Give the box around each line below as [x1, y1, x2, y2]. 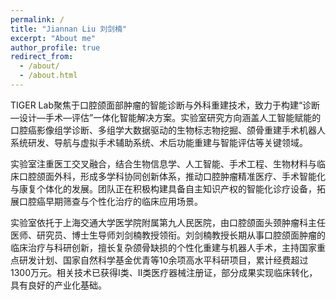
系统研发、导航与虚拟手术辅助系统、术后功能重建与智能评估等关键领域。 [10, 136, 308, 148]
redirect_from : [10, 52, 74, 62]
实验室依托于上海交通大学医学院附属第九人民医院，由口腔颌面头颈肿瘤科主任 [10, 216, 326, 228]
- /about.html [19, 71, 78, 81]
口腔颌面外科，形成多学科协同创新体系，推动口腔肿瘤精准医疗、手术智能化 [18, 170, 326, 182]
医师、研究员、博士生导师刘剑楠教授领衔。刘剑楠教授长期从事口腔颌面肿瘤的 [10, 229, 326, 241]
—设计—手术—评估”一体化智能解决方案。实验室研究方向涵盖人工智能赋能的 [10, 111, 322, 123]
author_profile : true [10, 42, 101, 53]
